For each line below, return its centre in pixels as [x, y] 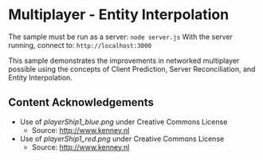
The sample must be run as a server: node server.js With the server [121, 37]
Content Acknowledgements [81, 102]
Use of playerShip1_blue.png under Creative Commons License [124, 122]
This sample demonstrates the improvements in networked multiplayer [124, 60]
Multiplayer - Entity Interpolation [119, 15]
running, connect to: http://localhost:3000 [80, 45]
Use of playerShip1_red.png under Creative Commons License [122, 139]
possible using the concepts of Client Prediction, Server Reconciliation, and [132, 68]
